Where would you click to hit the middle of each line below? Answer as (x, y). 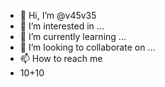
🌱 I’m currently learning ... (73, 36)
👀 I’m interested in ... (62, 26)
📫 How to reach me (61, 58)
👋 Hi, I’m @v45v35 (58, 15)
